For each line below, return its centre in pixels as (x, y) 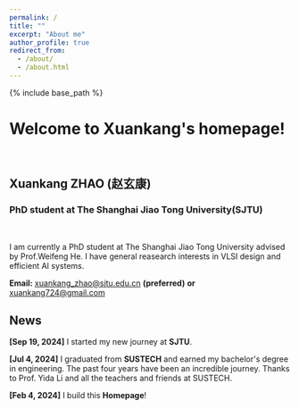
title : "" (28, 26)
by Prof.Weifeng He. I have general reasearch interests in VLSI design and (145, 256)
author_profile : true (50, 42)
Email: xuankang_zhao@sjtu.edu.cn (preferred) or (102, 283)
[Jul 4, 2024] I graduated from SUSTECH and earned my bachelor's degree (149, 359)
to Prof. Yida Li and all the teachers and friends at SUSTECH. (121, 378)
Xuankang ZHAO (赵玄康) (80, 184)
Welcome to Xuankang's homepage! (147, 129)
